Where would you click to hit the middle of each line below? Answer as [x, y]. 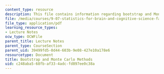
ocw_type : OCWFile [24, 37]
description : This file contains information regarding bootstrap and [78, 14]
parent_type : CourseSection [34, 46]
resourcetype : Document [29, 55]
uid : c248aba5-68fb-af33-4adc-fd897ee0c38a [50, 64]
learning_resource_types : [31, 28]
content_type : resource [29, 9]
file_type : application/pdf [34, 23]
